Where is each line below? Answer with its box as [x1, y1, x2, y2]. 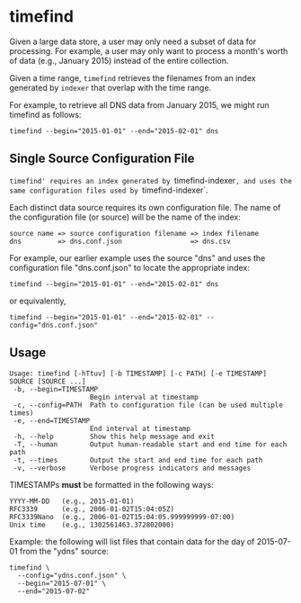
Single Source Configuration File [9, 151, 195, 166]
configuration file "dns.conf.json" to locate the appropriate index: [9, 262, 250, 273]
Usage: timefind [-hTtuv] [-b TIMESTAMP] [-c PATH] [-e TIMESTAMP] [9, 369, 268, 378]
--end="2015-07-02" [17, 587, 91, 596]
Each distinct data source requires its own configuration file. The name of [9, 202, 281, 212]
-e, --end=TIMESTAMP [13, 416, 91, 425]
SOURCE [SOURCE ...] [9, 376, 87, 386]
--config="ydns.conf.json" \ [17, 571, 127, 580]
